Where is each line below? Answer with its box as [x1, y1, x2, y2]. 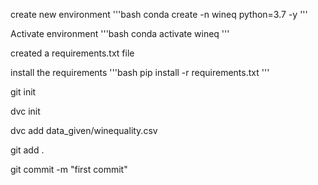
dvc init [10, 105, 41, 117]
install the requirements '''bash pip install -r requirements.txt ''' [10, 67, 270, 78]
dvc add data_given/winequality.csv [10, 125, 158, 136]
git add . [10, 144, 45, 156]
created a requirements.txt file [10, 47, 135, 59]
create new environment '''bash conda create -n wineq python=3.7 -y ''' [10, 9, 308, 20]
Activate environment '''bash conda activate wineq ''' [10, 28, 230, 39]
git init [10, 86, 37, 98]
